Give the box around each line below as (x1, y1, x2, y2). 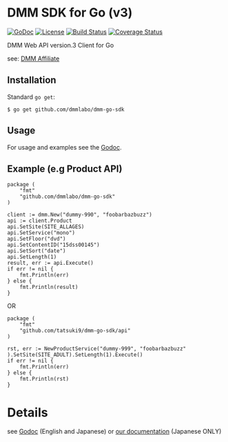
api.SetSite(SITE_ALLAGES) (7, 223, 85, 230)
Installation (7, 74, 56, 86)
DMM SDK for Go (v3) (7, 5, 133, 21)
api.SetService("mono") (7, 230, 76, 237)
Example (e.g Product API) (7, 163, 123, 174)
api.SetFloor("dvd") (7, 236, 67, 243)
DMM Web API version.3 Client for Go (7, 41, 114, 49)
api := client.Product (7, 217, 72, 225)
